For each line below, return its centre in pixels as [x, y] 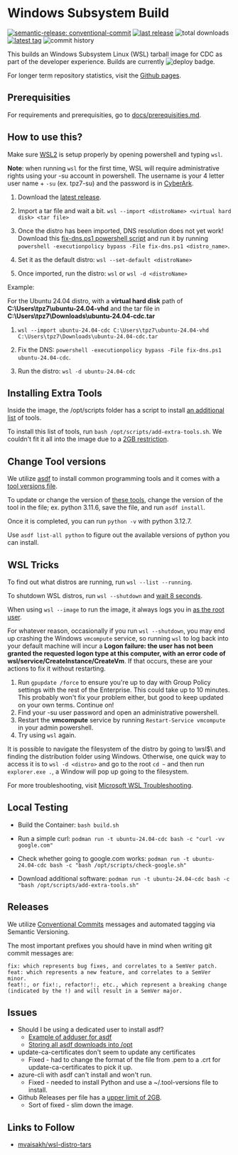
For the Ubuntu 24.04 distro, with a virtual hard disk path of [95, 300]
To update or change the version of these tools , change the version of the [115, 500]
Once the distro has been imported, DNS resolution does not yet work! [120, 231]
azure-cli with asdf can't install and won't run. [85, 1075]
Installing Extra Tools [55, 393]
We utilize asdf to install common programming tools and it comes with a [114, 479]
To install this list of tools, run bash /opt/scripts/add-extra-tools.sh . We [115, 432]
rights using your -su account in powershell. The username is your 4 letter [116, 175]
